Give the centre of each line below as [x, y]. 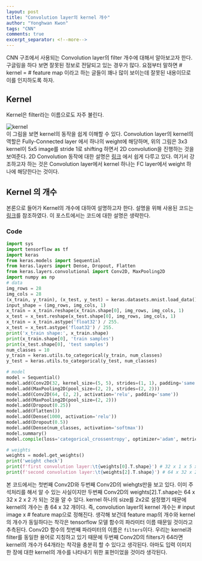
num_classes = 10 [28, 350]
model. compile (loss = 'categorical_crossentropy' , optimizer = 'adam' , [93, 439]
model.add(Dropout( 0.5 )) [37, 422]
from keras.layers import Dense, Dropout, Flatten [71, 266]
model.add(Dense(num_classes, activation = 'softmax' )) [75, 428]
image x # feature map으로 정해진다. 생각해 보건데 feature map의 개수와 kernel [101, 514]
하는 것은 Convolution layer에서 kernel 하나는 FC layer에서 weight [106, 164]
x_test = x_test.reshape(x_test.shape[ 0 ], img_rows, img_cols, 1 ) [91, 316]
